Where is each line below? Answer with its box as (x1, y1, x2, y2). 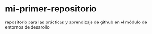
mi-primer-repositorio (5, 3, 97, 14)
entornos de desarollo (5, 24, 50, 30)
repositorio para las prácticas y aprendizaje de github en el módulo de (5, 19, 148, 25)
